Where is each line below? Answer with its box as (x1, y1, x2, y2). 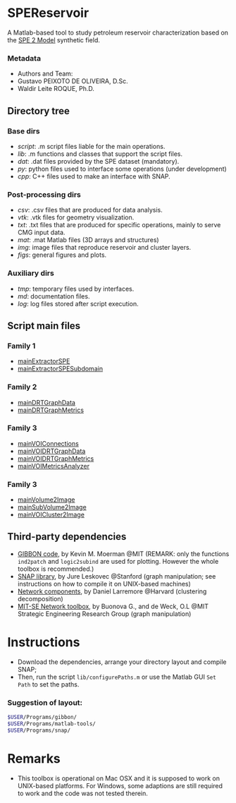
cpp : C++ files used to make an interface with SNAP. (17, 171, 170, 181)
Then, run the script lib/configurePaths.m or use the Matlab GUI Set (17, 672, 216, 681)
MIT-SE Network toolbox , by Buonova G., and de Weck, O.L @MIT (17, 602, 209, 610)
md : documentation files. (17, 291, 90, 301)
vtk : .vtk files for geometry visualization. (17, 213, 135, 222)
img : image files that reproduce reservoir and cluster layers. (17, 243, 192, 252)
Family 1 (7, 341, 36, 351)
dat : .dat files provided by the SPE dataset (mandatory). (17, 157, 180, 165)
